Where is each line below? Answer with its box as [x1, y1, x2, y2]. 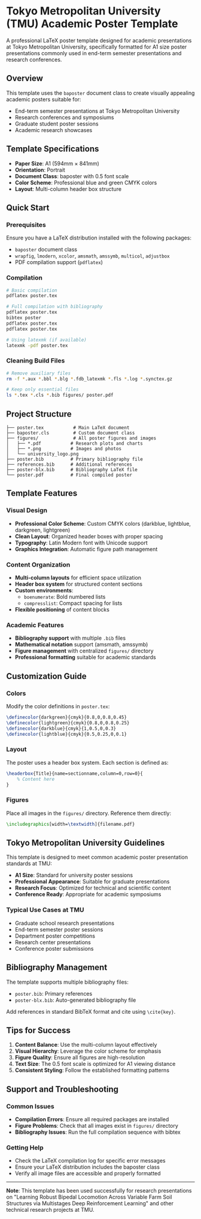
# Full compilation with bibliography [6, 304, 103, 310]
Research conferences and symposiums [14, 113, 114, 121]
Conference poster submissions [14, 945, 94, 952]
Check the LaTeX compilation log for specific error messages [14, 1157, 166, 1164]
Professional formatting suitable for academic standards [14, 654, 157, 661]
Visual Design [6, 506, 48, 514]
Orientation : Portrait [14, 166, 66, 173]
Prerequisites [6, 220, 46, 229]
